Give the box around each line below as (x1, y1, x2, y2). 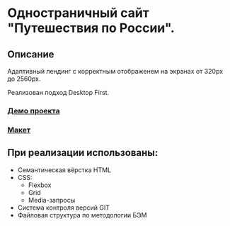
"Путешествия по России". (7, 20, 175, 36)
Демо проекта (7, 106, 60, 115)
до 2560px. (7, 74, 41, 83)
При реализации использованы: (7, 147, 159, 159)
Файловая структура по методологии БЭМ (17, 210, 147, 219)
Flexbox (28, 181, 52, 189)
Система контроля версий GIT (17, 203, 110, 212)
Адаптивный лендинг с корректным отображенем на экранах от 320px (7, 67, 224, 75)
